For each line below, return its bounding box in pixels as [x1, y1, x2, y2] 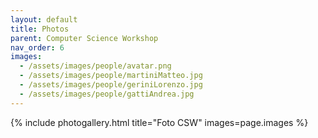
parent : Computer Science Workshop [10, 33, 159, 43]
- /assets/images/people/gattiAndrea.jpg [19, 89, 195, 99]
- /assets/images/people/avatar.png [19, 61, 172, 71]
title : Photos [10, 24, 70, 34]
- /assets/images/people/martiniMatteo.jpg [19, 71, 203, 81]
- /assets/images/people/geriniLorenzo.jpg [19, 80, 203, 90]
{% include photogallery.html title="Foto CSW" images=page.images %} [10, 116, 309, 128]
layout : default [10, 14, 78, 25]
